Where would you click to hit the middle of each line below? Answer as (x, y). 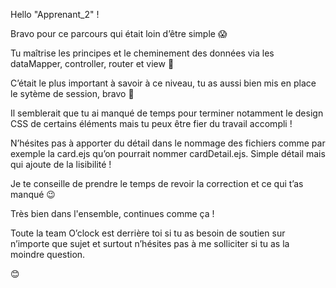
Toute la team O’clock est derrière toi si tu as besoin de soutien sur (148, 233)
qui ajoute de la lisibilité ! (61, 164)
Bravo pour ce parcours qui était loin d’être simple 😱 (119, 33)
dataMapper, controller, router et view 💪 (92, 63)
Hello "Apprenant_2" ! (55, 14)
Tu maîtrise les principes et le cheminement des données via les (142, 53)
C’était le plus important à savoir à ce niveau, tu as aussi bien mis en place (163, 83)
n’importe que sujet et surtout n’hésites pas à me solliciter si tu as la (150, 243)
